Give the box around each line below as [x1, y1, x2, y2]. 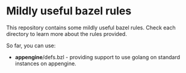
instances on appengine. [14, 60, 76, 67]
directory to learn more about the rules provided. [6, 30, 128, 37]
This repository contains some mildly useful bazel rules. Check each [6, 24, 176, 31]
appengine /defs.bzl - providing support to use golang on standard [14, 53, 181, 60]
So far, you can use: [6, 42, 56, 49]
